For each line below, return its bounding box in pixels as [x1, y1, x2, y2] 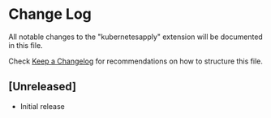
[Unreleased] [8, 80, 77, 94]
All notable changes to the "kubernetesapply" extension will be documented [8, 32, 264, 42]
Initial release [19, 101, 65, 111]
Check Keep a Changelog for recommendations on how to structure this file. [8, 56, 264, 66]
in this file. [8, 40, 43, 50]
